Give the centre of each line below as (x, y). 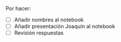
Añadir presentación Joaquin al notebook (65, 26)
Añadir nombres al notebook (49, 20)
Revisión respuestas (39, 33)
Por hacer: (18, 8)
